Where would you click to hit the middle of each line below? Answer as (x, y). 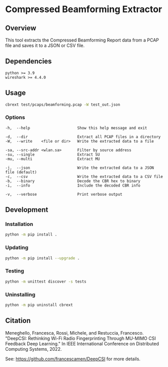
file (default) (21, 172)
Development (27, 210)
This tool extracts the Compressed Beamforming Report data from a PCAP (82, 40)
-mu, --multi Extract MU (53, 159)
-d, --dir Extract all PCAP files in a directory (83, 137)
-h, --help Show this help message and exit (76, 128)
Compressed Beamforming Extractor (84, 9)
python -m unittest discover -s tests (46, 282)
